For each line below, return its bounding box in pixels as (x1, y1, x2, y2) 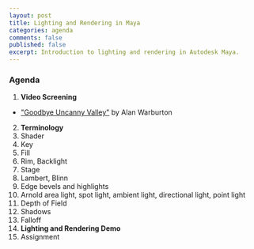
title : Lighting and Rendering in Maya (9, 19, 141, 27)
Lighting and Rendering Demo (20, 224, 121, 233)
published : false (9, 41, 66, 49)
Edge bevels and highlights (20, 182, 109, 191)
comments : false (9, 33, 63, 42)
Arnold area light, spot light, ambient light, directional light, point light (20, 191, 246, 200)
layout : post (9, 11, 52, 20)
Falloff (20, 215, 42, 225)
